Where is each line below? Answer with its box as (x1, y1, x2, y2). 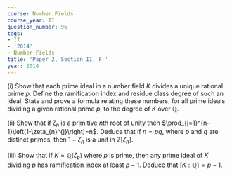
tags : (7, 29, 23, 37)
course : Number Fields (7, 10, 74, 18)
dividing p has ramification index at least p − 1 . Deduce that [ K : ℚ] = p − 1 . (7, 161, 223, 169)
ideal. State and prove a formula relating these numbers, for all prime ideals (7, 96, 226, 105)
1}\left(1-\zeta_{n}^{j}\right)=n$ (7, 128, 97, 136)
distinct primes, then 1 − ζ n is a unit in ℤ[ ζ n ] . (7, 135, 134, 146)
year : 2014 (7, 62, 39, 69)
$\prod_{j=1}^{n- (161, 119, 210, 127)
